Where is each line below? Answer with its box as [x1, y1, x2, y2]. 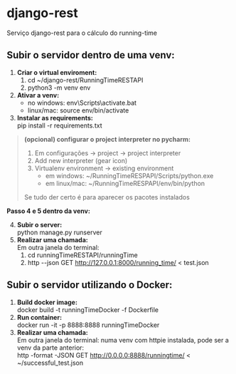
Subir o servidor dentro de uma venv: [6, 49, 175, 61]
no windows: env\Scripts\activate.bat [27, 98, 136, 107]
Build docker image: [16, 298, 77, 306]
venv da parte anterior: [16, 343, 85, 352]
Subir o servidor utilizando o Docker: [6, 279, 173, 291]
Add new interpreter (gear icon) [34, 156, 128, 165]
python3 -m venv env [27, 83, 91, 92]
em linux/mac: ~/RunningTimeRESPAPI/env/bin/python [45, 179, 205, 187]
